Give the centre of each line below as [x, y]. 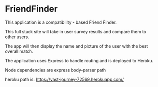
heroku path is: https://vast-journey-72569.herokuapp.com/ [65, 79]
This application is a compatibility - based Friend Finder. [61, 22]
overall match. [19, 51]
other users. [17, 37]
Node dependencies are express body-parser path [56, 70]
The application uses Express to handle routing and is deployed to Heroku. [79, 60]
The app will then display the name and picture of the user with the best [77, 46]
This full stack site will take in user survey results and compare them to [76, 31]
